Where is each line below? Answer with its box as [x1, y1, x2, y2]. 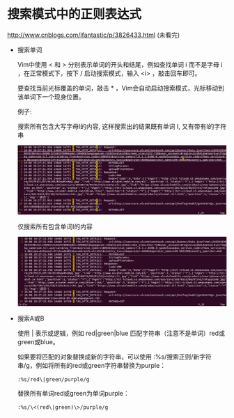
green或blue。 [17, 337, 59, 346]
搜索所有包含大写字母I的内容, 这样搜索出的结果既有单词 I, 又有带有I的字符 [17, 122, 226, 130]
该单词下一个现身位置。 [17, 92, 85, 101]
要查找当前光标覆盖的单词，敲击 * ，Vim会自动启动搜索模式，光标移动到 [17, 84, 224, 92]
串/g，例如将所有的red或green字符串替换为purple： [17, 361, 166, 369]
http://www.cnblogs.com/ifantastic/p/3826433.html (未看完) [7, 31, 180, 39]
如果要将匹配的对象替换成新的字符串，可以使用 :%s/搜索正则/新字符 [17, 353, 212, 361]
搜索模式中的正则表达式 [7, 6, 142, 22]
